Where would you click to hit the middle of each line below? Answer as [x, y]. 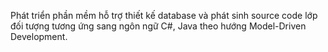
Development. [39, 36]
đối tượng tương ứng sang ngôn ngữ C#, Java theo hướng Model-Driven [158, 26]
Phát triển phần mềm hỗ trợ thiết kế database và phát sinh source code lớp [164, 15]
